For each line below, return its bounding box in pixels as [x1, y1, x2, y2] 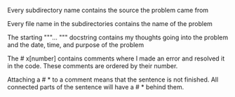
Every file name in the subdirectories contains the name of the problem [7, 20, 213, 27]
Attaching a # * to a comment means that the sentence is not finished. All [7, 75, 219, 84]
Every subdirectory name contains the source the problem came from [7, 6, 209, 14]
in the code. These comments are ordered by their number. [7, 62, 178, 70]
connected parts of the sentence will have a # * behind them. [7, 83, 184, 91]
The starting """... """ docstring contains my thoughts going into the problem [7, 33, 229, 41]
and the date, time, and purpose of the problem [7, 41, 145, 48]
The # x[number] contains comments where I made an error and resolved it [7, 54, 225, 63]
